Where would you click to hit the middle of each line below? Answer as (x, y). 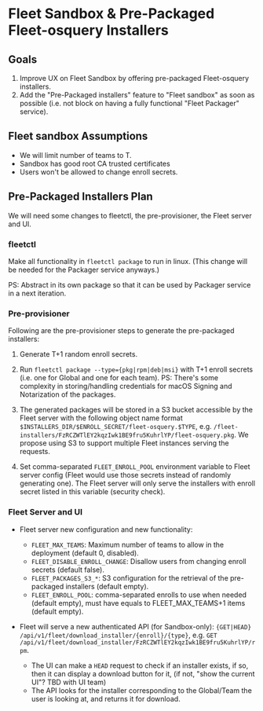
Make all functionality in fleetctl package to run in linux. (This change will (128, 261)
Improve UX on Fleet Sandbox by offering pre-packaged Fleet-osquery (134, 78)
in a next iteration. (37, 293)
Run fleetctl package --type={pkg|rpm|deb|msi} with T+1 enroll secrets (136, 369)
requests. (35, 452)
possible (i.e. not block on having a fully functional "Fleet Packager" (129, 103)
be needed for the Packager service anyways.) (84, 269)
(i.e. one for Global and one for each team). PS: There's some (119, 378)
